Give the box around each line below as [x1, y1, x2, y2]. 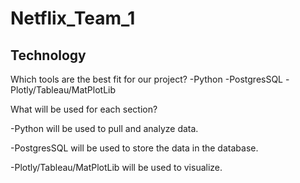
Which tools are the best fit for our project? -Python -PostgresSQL [10, 73, 284, 85]
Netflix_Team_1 [10, 7, 136, 30]
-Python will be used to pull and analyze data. [10, 123, 199, 134]
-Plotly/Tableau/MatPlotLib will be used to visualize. [10, 162, 223, 173]
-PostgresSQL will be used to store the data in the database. [10, 142, 259, 154]
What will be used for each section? [10, 103, 158, 115]
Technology [10, 47, 87, 64]
